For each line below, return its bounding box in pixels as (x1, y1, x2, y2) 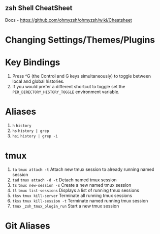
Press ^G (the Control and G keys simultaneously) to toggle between (12, 73, 151, 79)
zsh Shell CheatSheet (5, 4, 73, 12)
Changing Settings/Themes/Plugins (5, 34, 155, 45)
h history (12, 123, 32, 128)
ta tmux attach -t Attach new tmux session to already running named (12, 166, 155, 172)
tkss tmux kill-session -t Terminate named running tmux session (12, 198, 148, 203)
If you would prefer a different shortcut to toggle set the (12, 83, 126, 89)
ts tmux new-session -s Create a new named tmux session (12, 182, 131, 188)
